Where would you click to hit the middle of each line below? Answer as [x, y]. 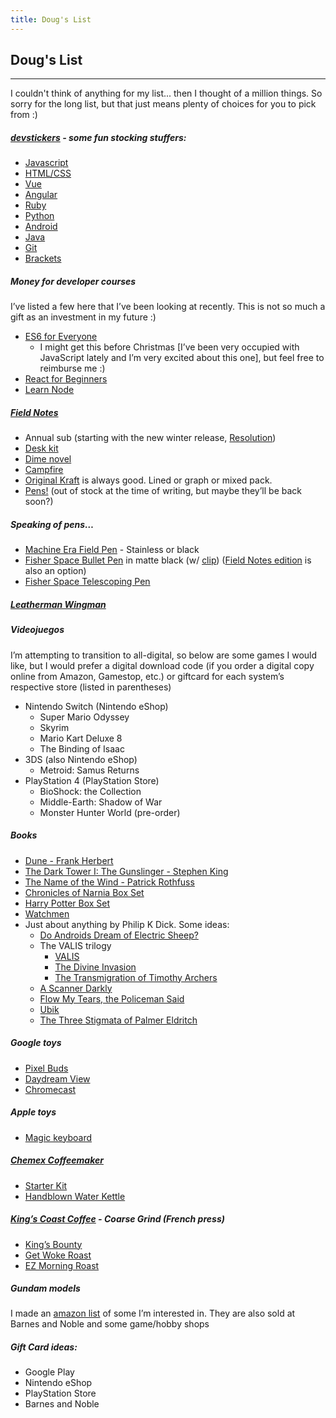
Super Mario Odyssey [84, 717]
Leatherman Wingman [58, 604]
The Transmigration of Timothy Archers [136, 977]
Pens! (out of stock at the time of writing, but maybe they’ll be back [163, 491]
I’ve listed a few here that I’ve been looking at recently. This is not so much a [168, 307]
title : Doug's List [51, 19]
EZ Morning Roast [62, 1265]
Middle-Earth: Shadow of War [101, 802]
